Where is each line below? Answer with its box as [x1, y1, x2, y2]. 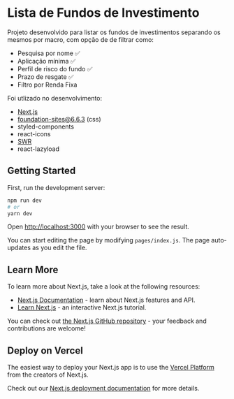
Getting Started [7, 165, 76, 177]
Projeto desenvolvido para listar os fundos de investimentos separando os [7, 28, 221, 36]
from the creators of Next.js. [7, 370, 89, 379]
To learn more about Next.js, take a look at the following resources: [7, 282, 200, 291]
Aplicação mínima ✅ [17, 57, 76, 65]
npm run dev [7, 197, 42, 204]
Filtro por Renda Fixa [17, 80, 78, 89]
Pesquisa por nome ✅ [17, 49, 80, 57]
